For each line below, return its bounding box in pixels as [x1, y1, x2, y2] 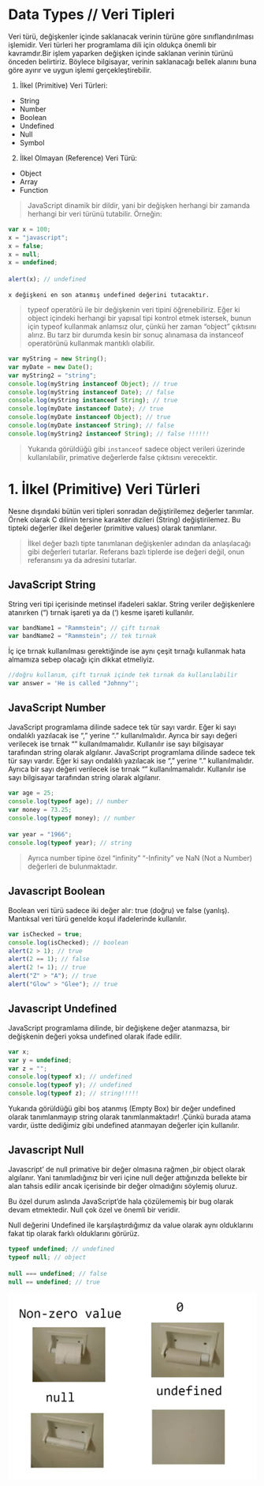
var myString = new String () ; [8, 355, 108, 363]
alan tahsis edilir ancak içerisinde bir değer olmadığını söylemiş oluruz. [8, 1181, 238, 1190]
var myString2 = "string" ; [8, 371, 97, 379]
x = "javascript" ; [8, 233, 69, 242]
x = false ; [8, 242, 44, 250]
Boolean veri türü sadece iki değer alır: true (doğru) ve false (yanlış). [8, 905, 230, 915]
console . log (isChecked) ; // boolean [8, 938, 128, 946]
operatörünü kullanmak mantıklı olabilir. [27, 338, 155, 349]
